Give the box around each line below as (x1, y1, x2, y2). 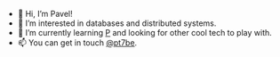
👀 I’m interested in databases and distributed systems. (17, 18, 217, 28)
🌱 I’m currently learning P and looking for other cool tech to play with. (17, 28, 273, 37)
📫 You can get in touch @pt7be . (17, 37, 138, 48)
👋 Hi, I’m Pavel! (17, 9, 73, 19)
